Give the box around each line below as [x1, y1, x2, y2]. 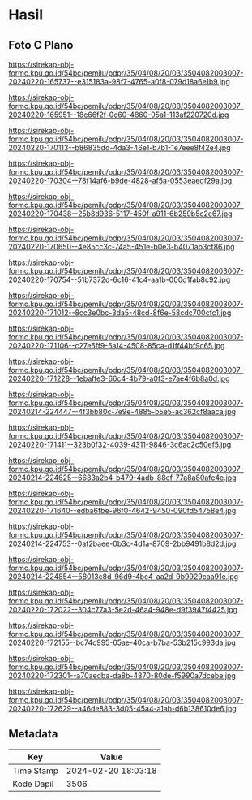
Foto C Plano [8, 38, 74, 52]
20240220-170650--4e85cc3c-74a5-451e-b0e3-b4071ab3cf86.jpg [8, 242, 235, 251]
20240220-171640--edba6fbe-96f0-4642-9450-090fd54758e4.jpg [8, 506, 237, 515]
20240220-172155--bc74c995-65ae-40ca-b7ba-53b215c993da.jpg [8, 638, 237, 647]
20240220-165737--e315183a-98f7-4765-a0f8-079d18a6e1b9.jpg [8, 77, 231, 86]
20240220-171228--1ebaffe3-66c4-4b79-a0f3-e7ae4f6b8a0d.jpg [8, 374, 230, 383]
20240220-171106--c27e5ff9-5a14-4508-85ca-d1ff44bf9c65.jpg [8, 341, 225, 350]
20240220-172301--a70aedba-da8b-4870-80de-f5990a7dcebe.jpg [8, 671, 237, 680]
